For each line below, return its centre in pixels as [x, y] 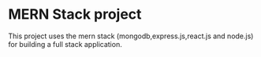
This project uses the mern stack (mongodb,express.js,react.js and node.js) [131, 36]
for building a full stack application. [65, 44]
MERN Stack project [75, 14]
